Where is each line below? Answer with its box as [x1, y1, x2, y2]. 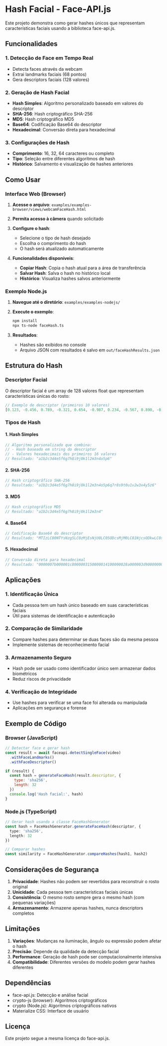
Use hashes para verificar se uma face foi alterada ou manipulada [12, 699, 148, 705]
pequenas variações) [12, 900, 56, 906]
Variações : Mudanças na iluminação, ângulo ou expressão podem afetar [12, 937, 162, 944]
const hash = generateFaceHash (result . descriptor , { [9, 773, 121, 778]
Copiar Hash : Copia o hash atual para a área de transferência [19, 265, 146, 271]
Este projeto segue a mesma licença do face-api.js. [5, 1036, 110, 1042]
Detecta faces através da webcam [12, 66, 83, 72]
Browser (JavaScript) [5, 734, 58, 741]
